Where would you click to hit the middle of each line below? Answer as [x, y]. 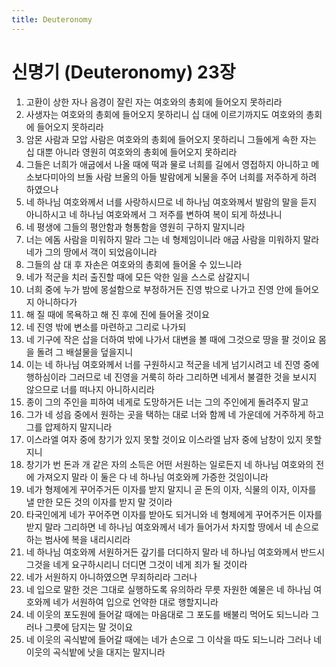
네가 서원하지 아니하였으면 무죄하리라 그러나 [111, 577]
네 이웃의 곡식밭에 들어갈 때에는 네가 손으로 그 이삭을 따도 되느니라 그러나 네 [174, 639]
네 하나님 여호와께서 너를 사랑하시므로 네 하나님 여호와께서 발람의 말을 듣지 [171, 202]
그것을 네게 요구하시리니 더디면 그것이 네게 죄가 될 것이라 [136, 564]
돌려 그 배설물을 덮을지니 [85, 352]
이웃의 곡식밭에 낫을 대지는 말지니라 [95, 652]
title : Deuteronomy [52, 19]
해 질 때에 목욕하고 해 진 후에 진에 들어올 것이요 [117, 314]
